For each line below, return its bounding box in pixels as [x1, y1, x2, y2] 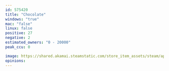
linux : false [5, 26, 33, 31]
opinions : [5, 58, 26, 63]
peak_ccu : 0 [5, 44, 30, 49]
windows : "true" [5, 16, 39, 21]
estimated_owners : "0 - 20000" [5, 40, 71, 45]
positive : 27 [5, 30, 33, 35]
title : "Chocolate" [5, 12, 46, 17]
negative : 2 [5, 35, 30, 40]
